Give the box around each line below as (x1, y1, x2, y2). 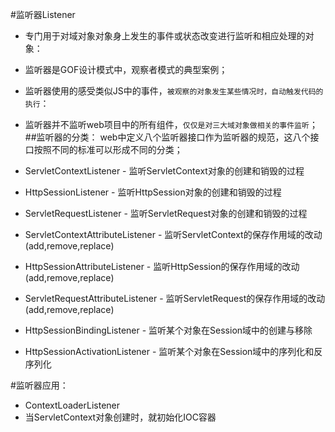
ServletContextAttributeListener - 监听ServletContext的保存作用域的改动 (24, 229, 323, 240)
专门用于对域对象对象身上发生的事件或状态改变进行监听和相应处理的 (24, 30, 306, 42)
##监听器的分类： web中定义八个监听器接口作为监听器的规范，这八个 (24, 131, 311, 143)
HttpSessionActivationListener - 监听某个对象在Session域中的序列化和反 (24, 346, 323, 357)
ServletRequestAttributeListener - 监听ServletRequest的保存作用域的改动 (24, 293, 326, 304)
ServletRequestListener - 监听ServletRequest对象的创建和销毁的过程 (24, 208, 308, 219)
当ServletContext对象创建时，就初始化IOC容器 (24, 411, 217, 423)
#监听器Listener (10, 9, 76, 20)
